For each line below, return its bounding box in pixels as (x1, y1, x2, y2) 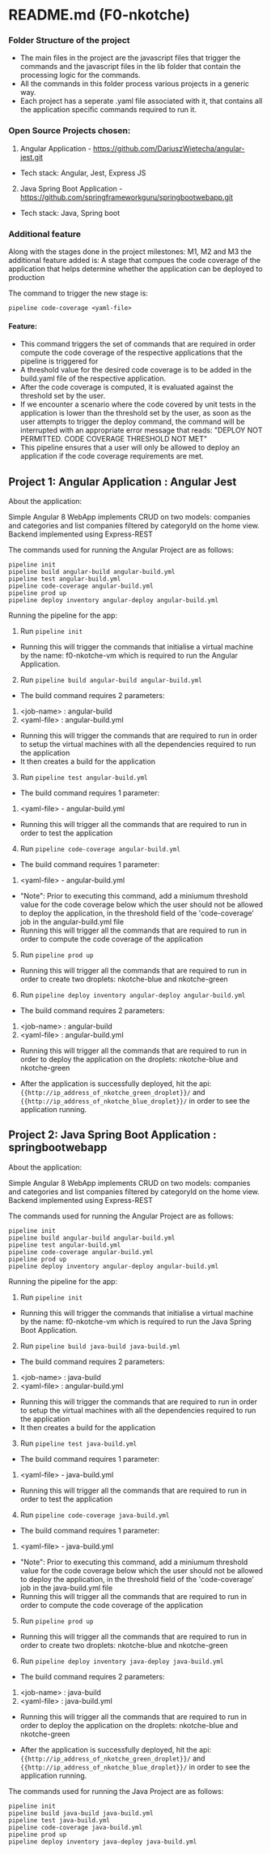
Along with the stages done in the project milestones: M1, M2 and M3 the (8, 247, 252, 257)
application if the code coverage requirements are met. (19, 451, 204, 461)
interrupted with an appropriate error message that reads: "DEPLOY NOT (19, 425, 263, 435)
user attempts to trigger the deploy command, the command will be (19, 416, 245, 427)
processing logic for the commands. (19, 71, 142, 80)
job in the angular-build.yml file (19, 917, 124, 927)
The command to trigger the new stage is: (8, 288, 148, 298)
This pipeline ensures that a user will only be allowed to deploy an (19, 442, 240, 452)
